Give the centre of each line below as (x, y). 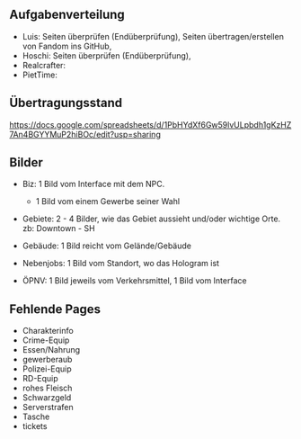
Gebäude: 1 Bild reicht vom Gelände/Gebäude (106, 246)
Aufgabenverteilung (67, 15)
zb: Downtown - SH (59, 228)
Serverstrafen (48, 408)
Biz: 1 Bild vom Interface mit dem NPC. (93, 184)
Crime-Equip (46, 340)
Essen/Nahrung (51, 350)
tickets (35, 426)
